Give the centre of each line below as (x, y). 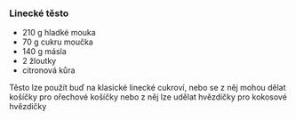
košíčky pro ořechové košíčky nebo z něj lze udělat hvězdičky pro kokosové (148, 97)
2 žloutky (39, 61)
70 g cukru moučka (57, 42)
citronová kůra (48, 70)
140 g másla (44, 52)
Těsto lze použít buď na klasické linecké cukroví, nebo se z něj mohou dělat (148, 88)
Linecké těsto (39, 13)
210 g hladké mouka (59, 33)
